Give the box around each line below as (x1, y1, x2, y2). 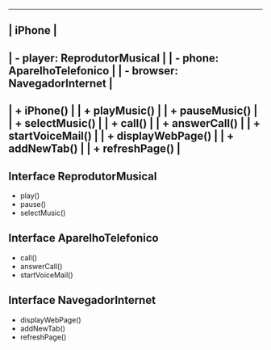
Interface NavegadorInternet (8, 293, 156, 307)
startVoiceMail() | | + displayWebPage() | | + (8, 129, 235, 143)
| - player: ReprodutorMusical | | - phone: (8, 51, 219, 65)
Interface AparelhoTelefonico (8, 231, 159, 245)
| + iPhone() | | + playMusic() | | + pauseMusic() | (8, 104, 258, 118)
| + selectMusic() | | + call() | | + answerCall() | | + (8, 116, 261, 130)
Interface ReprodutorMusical (8, 169, 157, 183)
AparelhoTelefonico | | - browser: (8, 64, 179, 78)
